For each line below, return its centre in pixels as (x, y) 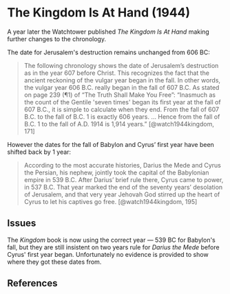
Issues (22, 224)
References (32, 283)
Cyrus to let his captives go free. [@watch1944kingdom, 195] (111, 201)
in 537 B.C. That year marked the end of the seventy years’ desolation (123, 187)
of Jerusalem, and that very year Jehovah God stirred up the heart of (122, 194)
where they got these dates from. (54, 262)
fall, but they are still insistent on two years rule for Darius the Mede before (113, 247)
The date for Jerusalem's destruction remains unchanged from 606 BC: (108, 52)
